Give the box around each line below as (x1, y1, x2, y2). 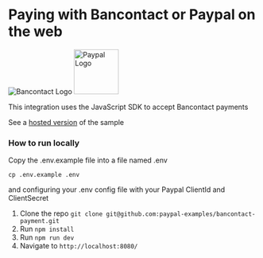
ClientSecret (8, 193, 49, 203)
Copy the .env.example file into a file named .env (8, 155, 168, 165)
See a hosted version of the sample (8, 117, 125, 127)
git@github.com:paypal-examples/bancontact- (106, 210, 256, 218)
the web (8, 22, 63, 41)
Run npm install (19, 225, 75, 234)
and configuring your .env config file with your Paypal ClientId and (8, 185, 226, 194)
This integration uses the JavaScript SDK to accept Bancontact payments (8, 102, 249, 111)
